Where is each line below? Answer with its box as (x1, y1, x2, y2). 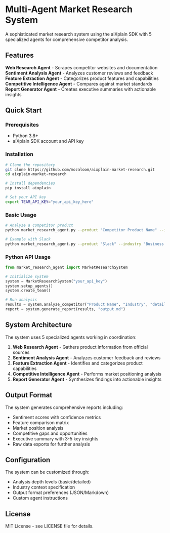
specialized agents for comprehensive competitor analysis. (5, 36, 128, 43)
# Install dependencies (5, 181, 56, 186)
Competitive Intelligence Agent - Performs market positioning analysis (12, 371, 162, 377)
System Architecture (5, 320, 72, 330)
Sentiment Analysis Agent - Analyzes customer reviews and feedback (5, 70, 153, 76)
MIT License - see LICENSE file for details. (5, 523, 94, 529)
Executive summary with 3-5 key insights (12, 435, 99, 441)
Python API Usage (5, 253, 51, 260)
